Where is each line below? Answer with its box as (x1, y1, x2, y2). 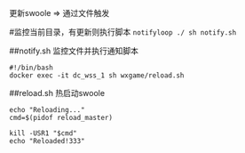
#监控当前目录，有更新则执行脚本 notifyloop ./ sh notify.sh (9, 27, 237, 37)
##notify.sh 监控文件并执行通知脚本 (9, 45, 139, 56)
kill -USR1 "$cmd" (9, 129, 77, 138)
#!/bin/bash (9, 63, 53, 72)
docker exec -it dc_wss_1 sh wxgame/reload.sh (9, 71, 185, 80)
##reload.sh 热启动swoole (9, 88, 105, 98)
